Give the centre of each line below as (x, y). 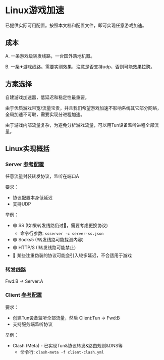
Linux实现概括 (27, 149)
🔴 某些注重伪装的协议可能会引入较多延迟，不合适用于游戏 (72, 255)
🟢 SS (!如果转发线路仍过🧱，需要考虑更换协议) (60, 226)
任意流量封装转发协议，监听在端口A (42, 176)
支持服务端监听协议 (33, 324)
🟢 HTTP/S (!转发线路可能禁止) (44, 247)
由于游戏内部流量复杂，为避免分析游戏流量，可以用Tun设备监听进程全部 (80, 125)
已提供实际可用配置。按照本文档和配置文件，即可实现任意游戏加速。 (76, 25)
